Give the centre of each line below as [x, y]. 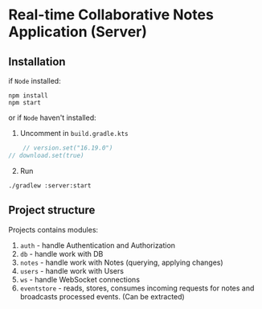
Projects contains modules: [53, 229]
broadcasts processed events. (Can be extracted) [102, 296]
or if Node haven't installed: [52, 117]
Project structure [52, 210]
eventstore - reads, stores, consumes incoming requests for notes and [137, 288]
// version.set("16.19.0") [68, 148]
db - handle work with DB [61, 253]
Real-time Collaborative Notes [111, 15]
